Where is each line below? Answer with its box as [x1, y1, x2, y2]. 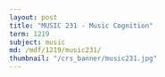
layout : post [9, 12, 58, 22]
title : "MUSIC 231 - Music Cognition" [9, 21, 153, 30]
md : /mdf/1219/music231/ [9, 46, 102, 55]
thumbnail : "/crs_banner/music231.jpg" [9, 54, 158, 63]
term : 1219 [9, 29, 50, 38]
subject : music [9, 37, 66, 47]
